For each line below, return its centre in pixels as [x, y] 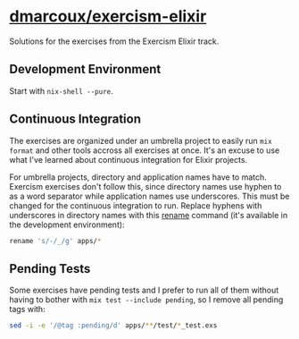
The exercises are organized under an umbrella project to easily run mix [141, 140]
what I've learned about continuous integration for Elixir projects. [129, 159]
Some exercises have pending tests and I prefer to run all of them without [144, 290]
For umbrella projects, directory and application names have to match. [138, 177]
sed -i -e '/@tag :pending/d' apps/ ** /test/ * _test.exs [113, 326]
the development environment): [67, 225]
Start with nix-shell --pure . [61, 90]
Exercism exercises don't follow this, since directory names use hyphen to [145, 186]
